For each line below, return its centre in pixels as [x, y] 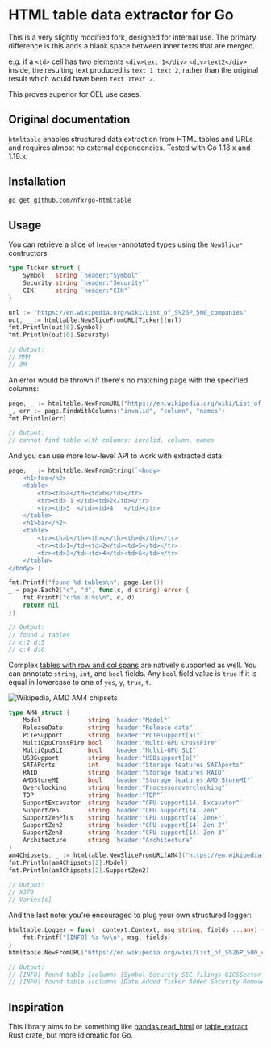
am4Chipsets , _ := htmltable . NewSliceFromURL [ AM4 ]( [97, 855]
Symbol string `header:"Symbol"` [83, 276]
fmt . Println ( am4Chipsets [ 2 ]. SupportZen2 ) [79, 870]
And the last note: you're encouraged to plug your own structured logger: [130, 915]
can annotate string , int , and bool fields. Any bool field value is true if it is [133, 674]
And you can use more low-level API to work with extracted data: [116, 456]
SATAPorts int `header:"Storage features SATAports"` [135, 765]
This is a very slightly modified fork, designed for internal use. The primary [132, 37]
